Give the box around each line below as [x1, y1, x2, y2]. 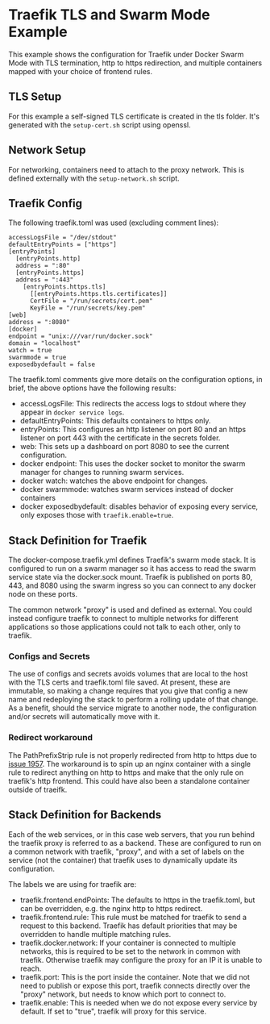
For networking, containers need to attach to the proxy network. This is [8, 164, 244, 174]
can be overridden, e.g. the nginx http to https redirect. [19, 903, 203, 913]
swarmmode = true [8, 353, 67, 362]
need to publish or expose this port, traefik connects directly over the [19, 980, 251, 990]
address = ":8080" [8, 318, 70, 327]
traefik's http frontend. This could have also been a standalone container [8, 776, 251, 785]
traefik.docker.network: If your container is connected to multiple [19, 938, 236, 947]
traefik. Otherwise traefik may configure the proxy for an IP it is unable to [19, 955, 263, 964]
